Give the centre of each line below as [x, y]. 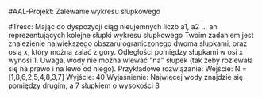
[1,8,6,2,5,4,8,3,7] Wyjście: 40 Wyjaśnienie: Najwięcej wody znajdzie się [126, 77]
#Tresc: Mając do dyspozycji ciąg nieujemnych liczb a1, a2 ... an [113, 26]
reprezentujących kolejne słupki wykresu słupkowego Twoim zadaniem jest [131, 35]
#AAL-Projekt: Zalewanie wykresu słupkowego [85, 11]
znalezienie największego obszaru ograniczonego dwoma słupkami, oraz [128, 43]
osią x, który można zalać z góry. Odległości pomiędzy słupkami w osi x [126, 52]
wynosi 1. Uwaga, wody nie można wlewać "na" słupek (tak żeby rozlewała [131, 60]
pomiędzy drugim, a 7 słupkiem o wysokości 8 [84, 85]
